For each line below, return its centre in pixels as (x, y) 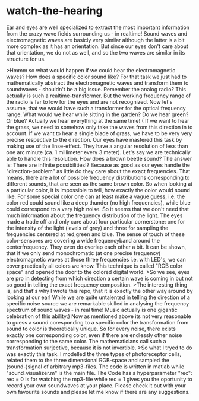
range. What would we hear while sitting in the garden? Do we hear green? (97, 114)
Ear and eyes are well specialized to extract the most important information (98, 27)
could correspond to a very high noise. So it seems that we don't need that (97, 209)
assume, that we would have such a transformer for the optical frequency (96, 108)
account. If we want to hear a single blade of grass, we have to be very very (99, 133)
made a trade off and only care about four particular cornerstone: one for (96, 221)
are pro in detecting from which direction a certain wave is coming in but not (99, 278)
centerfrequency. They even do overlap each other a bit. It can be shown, (96, 247)
